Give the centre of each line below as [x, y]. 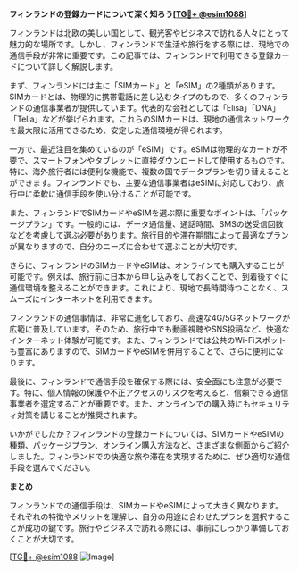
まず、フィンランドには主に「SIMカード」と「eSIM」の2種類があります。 [145, 85]
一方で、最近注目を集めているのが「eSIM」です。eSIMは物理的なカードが [145, 149]
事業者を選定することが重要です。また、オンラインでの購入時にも [130, 404]
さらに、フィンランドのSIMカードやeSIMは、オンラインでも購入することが [147, 265]
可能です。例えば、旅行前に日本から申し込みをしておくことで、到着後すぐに [149, 277]
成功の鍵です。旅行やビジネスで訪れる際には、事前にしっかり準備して [153, 528]
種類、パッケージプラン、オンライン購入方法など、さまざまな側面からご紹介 [149, 445]
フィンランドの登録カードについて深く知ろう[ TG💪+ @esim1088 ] [128, 14]
